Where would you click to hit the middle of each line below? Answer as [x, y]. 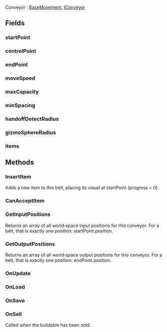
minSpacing [20, 105]
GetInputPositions [28, 214]
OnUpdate [18, 273]
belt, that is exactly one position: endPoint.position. [59, 260]
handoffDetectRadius [32, 119]
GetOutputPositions [30, 244]
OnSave [15, 300]
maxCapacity [22, 92]
